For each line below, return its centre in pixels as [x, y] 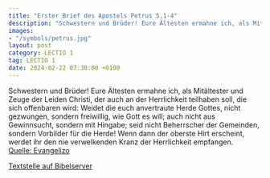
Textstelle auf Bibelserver [51, 166]
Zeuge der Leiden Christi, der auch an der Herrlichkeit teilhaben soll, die [128, 99]
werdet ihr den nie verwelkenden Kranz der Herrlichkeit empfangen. [121, 142]
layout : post [30, 46]
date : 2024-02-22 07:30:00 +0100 [64, 68]
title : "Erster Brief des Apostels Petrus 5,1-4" [93, 16]
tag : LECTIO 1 [32, 61]
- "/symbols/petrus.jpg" [50, 38]
